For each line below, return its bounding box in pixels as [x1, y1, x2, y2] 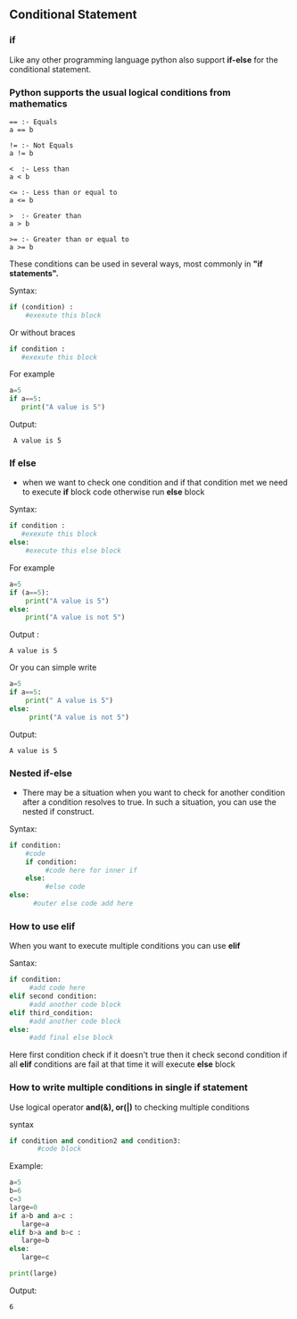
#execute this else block [25, 546, 122, 555]
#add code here [29, 984, 87, 993]
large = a [21, 1220, 50, 1229]
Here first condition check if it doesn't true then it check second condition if [9, 1050, 288, 1061]
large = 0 [9, 1203, 38, 1212]
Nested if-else [9, 766, 73, 779]
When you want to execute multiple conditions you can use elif [9, 941, 241, 951]
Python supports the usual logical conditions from [9, 86, 231, 98]
